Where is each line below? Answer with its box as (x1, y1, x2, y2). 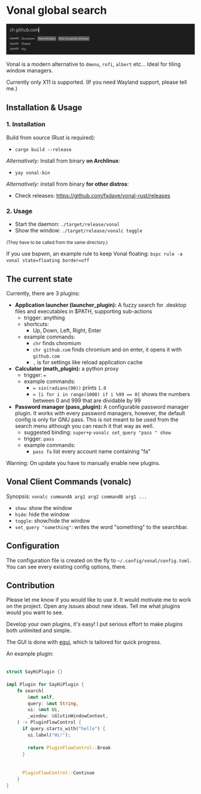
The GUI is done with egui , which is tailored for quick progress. (6, 639, 162, 646)
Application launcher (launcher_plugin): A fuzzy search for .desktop (14, 301, 187, 309)
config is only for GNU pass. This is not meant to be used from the (14, 416, 179, 423)
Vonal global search (6, 4, 107, 17)
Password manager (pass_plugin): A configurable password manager (14, 403, 189, 410)
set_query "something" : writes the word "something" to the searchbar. (14, 523, 188, 530)
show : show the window (14, 504, 72, 511)
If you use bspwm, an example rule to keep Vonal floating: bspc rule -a (6, 250, 183, 258)
